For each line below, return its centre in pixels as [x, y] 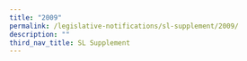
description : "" [40, 34]
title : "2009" [36, 17]
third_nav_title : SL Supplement [70, 43]
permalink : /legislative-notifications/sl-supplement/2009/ [124, 26]
